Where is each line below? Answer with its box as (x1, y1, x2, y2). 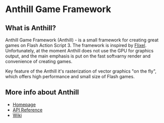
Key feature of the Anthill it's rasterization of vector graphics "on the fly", (5, 68, 156, 74)
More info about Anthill (5, 88, 79, 97)
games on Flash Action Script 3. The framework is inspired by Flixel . (5, 42, 147, 48)
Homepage (12, 101, 36, 107)
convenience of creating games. (5, 58, 73, 64)
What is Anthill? (5, 24, 57, 32)
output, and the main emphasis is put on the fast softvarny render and (5, 53, 151, 59)
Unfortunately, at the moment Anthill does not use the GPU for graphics (5, 48, 154, 53)
